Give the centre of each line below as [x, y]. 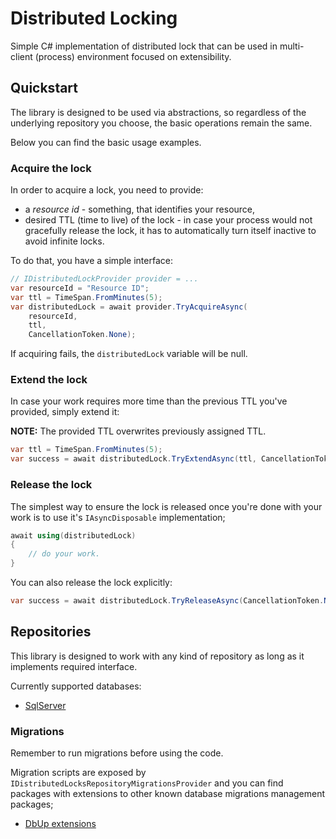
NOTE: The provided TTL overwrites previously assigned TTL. [138, 431]
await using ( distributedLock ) [73, 535]
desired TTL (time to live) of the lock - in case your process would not [168, 220]
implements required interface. [74, 666]
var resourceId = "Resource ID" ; [80, 288]
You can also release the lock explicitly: [91, 583]
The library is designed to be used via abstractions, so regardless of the [158, 112]
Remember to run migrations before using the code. [117, 753]
